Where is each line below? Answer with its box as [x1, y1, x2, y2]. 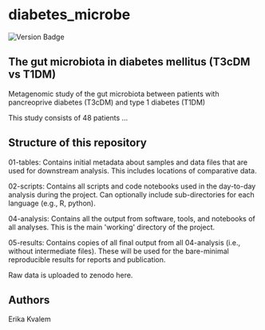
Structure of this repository [8, 136, 148, 149]
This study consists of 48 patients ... [8, 113, 129, 122]
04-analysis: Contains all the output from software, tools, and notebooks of [8, 213, 255, 223]
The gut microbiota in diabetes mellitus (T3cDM [8, 55, 251, 69]
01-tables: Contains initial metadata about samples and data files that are [8, 157, 248, 167]
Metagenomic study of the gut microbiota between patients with [8, 89, 220, 98]
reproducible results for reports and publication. [8, 254, 166, 264]
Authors [8, 293, 50, 307]
